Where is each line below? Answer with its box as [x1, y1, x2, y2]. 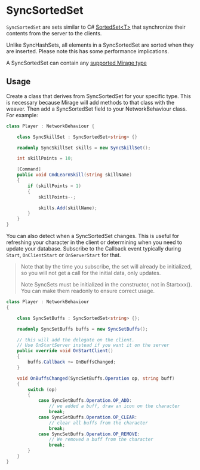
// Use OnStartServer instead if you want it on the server [17, 342, 170, 349]
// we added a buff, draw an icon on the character [48, 403, 180, 410]
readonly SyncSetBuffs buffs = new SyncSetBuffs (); [17, 326, 148, 332]
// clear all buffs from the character [48, 420, 148, 426]
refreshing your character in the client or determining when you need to [6, 239, 183, 246]
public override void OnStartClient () [17, 348, 113, 354]
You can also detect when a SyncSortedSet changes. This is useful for [6, 233, 180, 239]
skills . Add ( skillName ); [38, 205, 97, 211]
